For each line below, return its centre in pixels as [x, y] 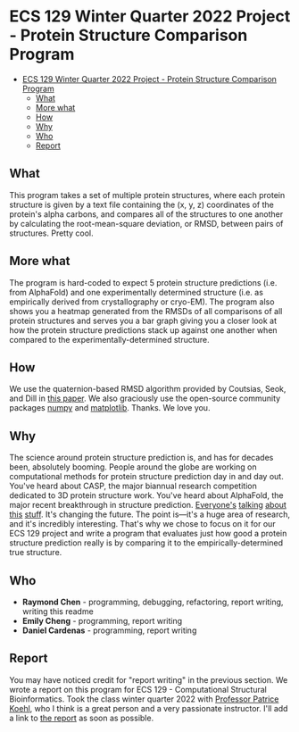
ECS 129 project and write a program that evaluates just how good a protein [148, 534]
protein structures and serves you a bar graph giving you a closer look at [143, 320]
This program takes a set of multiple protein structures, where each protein [147, 195]
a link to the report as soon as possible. [82, 718]
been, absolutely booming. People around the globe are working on [133, 467]
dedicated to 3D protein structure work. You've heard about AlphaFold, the [146, 495]
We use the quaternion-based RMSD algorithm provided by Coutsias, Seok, [148, 389]
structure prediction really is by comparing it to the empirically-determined [146, 543]
